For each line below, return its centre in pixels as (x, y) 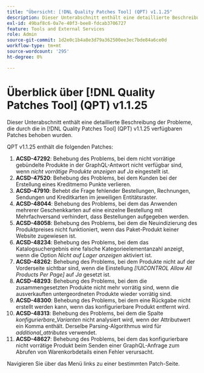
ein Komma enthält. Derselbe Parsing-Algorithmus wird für (88, 326)
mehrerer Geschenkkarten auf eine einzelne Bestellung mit (89, 210)
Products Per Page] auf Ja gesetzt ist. (63, 274)
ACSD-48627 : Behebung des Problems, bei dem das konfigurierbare (102, 339)
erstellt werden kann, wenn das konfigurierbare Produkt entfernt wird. (103, 306)
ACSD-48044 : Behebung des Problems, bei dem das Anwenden (96, 203)
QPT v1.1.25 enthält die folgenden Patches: (60, 147)
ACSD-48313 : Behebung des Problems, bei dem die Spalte (89, 313)
